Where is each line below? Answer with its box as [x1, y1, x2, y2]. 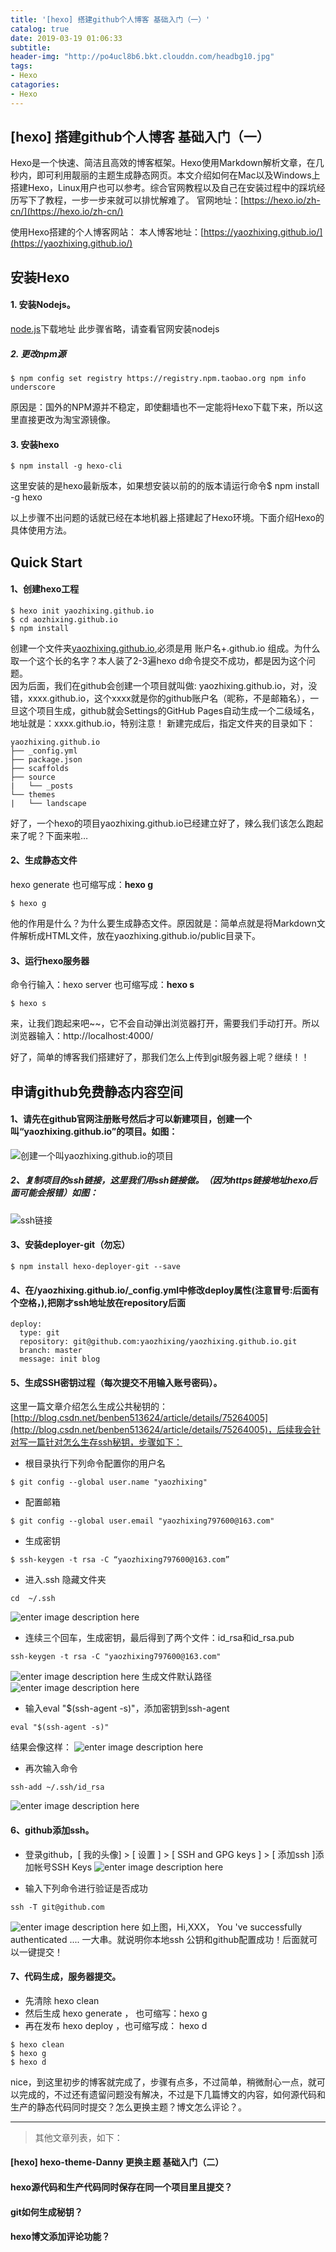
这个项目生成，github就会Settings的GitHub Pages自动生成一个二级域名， [18, 704, 320, 716]
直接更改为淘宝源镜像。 [18, 414, 116, 425]
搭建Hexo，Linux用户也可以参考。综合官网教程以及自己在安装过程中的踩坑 [10, 182, 317, 194]
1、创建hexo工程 [10, 583, 80, 595]
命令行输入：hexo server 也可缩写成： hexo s [10, 979, 195, 991]
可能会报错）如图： [18, 1187, 98, 1199]
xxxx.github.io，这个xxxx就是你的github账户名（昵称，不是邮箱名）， [27, 692, 311, 704]
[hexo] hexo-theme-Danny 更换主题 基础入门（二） [10, 2156, 225, 2168]
